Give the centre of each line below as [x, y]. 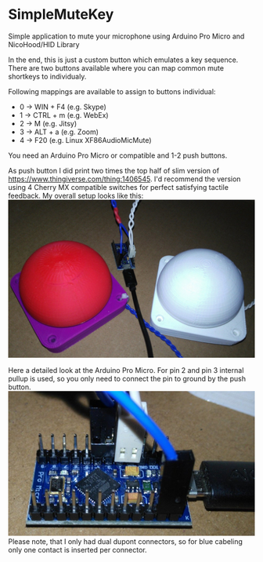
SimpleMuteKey [61, 15]
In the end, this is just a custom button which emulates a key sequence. [123, 60]
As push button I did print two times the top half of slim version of [114, 170]
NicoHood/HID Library [44, 44]
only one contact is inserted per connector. [77, 549]
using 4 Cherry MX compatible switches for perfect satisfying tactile [119, 187]
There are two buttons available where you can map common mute [116, 68]
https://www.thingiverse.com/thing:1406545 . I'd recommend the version [124, 179]
